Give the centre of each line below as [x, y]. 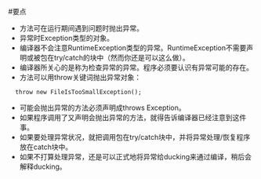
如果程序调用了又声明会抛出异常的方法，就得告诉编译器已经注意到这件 [133, 117]
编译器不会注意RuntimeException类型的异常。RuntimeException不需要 [133, 48]
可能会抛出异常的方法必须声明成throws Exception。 [102, 108]
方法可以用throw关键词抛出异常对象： [80, 77]
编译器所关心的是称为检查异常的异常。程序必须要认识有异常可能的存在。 [136, 68]
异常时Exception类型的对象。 [66, 38]
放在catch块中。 [46, 147]
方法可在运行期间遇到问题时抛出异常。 [81, 28]
